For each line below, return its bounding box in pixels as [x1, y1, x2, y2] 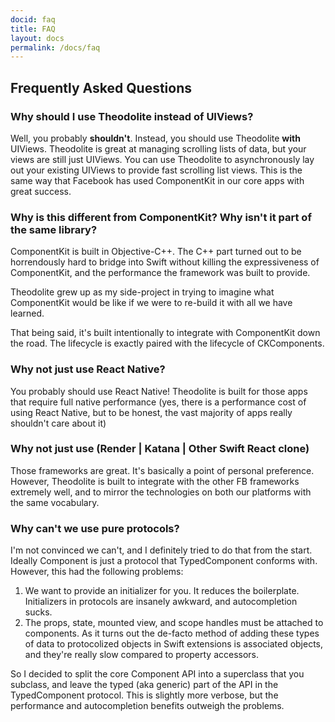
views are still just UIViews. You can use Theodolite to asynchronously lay [10, 153, 315, 165]
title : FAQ [10, 24, 56, 34]
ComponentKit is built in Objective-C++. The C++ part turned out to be [10, 246, 302, 258]
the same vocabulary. [10, 496, 100, 508]
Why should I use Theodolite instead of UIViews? [10, 109, 254, 123]
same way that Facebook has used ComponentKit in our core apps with [10, 174, 305, 186]
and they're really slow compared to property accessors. [24, 649, 260, 661]
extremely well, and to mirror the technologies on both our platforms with [10, 486, 312, 498]
